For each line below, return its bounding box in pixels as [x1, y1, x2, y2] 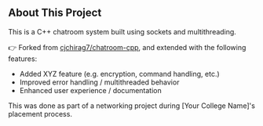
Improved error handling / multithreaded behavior [19, 77, 180, 87]
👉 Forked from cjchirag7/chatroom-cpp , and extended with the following [8, 42, 247, 52]
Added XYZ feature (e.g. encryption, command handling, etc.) [19, 69, 220, 78]
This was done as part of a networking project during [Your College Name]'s [8, 101, 255, 110]
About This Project [8, 6, 102, 20]
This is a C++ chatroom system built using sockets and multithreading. [8, 27, 237, 36]
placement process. [8, 109, 73, 118]
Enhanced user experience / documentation [19, 85, 163, 95]
